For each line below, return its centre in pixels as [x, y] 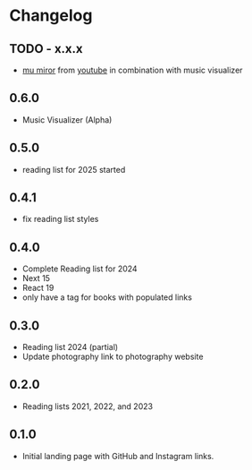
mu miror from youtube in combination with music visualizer [132, 70]
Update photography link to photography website [113, 357]
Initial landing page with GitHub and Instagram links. [118, 456]
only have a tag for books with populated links [107, 297]
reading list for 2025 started [74, 169]
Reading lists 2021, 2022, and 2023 [88, 406]
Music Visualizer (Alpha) [67, 120]
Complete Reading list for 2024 [80, 269]
